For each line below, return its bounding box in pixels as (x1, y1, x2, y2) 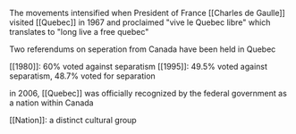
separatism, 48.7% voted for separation (9, 71, 156, 81)
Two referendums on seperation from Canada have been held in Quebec (9, 44, 276, 54)
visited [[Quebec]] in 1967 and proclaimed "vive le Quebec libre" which (9, 17, 271, 28)
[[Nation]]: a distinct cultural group (9, 115, 137, 125)
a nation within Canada (9, 97, 94, 108)
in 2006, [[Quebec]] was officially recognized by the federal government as (9, 88, 288, 98)
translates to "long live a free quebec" (9, 27, 149, 37)
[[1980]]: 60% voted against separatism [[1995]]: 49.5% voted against (9, 62, 268, 71)
